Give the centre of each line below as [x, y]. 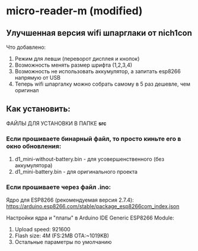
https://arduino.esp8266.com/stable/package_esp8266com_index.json [93, 206]
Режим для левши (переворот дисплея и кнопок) [77, 59]
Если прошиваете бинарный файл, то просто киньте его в [94, 139]
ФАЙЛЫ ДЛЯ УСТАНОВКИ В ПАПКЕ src [56, 123]
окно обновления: [34, 146]
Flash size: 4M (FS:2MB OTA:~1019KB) [62, 236]
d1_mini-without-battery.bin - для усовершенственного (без [90, 159]
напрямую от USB [38, 78]
